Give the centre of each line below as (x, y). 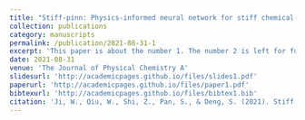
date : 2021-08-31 (42, 60)
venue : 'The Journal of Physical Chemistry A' (99, 69)
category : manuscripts (52, 34)
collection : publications (58, 26)
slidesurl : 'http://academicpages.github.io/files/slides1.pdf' (133, 77)
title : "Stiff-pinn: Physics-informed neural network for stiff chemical (152, 18)
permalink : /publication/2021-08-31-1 (83, 43)
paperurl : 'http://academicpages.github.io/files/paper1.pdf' (129, 85)
